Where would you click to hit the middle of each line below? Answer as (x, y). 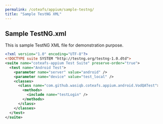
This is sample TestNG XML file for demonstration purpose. (64, 45)
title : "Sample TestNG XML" (33, 14)
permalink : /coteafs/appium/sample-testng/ (50, 9)
